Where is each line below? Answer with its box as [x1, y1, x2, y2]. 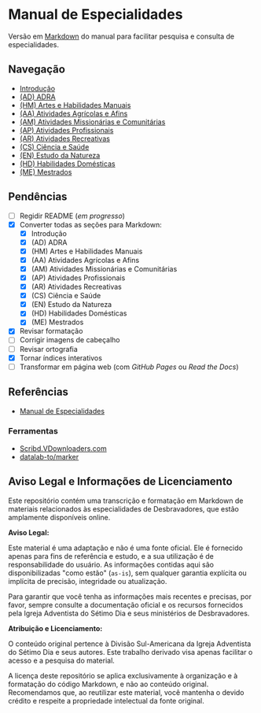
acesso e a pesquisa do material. [8, 656, 116, 665]
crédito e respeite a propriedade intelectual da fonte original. [8, 696, 204, 705]
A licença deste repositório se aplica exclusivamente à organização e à [8, 671, 238, 680]
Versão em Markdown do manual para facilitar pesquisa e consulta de [8, 31, 234, 41]
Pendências [8, 190, 68, 204]
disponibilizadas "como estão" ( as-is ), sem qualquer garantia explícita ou [8, 568, 248, 578]
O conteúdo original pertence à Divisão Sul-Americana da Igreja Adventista [8, 639, 252, 648]
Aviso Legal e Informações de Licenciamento [8, 475, 233, 489]
